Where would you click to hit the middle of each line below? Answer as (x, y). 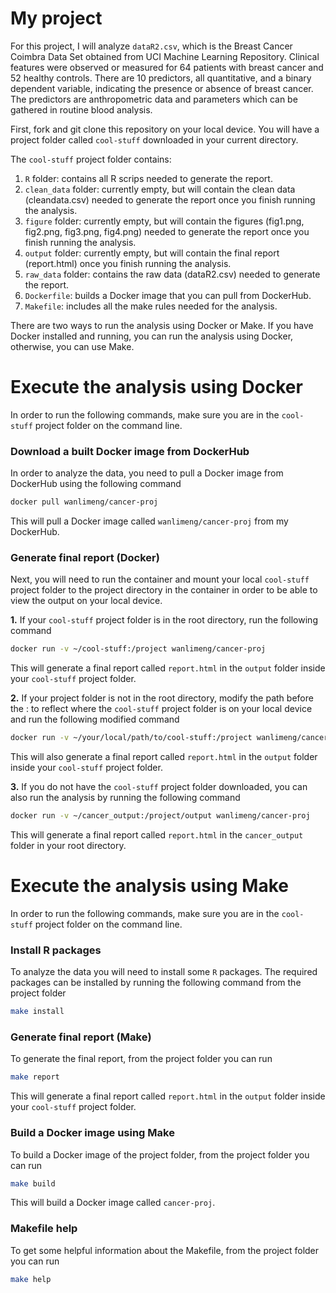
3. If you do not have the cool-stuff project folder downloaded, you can (159, 787)
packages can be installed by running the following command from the (156, 983)
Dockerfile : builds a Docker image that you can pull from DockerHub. (168, 295)
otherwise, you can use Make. (72, 346)
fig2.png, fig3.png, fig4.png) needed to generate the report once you (167, 231)
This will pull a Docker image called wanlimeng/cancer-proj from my (149, 521)
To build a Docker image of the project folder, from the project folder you (160, 1154)
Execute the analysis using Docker (156, 387)
